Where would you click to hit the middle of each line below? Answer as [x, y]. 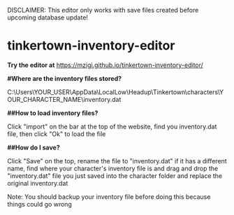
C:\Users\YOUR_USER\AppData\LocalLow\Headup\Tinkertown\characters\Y [116, 92]
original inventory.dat [38, 183]
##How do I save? [34, 147]
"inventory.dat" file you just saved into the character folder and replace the [115, 176]
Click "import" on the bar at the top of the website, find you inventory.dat [112, 126]
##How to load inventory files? [53, 113]
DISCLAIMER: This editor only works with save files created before [103, 10]
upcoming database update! [48, 17]
